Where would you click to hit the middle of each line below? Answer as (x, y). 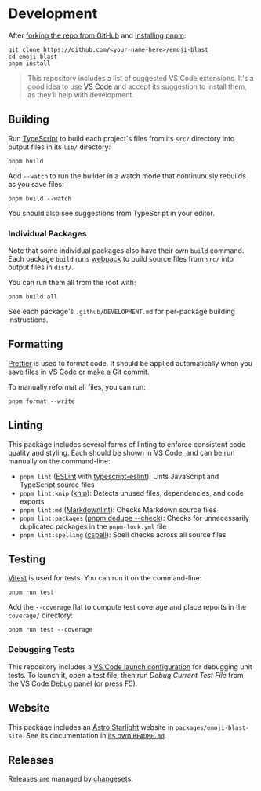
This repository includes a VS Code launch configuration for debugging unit (130, 666)
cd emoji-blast (33, 57)
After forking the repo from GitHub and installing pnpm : (97, 35)
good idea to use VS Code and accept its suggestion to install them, (137, 86)
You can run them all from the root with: (72, 283)
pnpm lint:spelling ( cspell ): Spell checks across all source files (123, 534)
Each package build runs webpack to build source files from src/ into (121, 259)
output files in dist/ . (41, 267)
